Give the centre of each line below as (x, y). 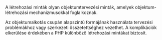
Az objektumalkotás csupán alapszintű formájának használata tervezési (79, 22)
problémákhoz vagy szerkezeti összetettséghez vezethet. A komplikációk (81, 27)
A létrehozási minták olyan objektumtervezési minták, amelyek (70, 7)
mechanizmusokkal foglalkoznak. (63, 12)
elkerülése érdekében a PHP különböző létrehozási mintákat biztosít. (76, 33)
